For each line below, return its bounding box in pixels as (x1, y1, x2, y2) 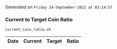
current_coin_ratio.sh (5, 27, 51, 32)
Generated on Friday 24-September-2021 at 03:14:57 (5, 4, 113, 10)
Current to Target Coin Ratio (5, 16, 73, 23)
